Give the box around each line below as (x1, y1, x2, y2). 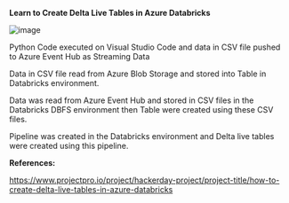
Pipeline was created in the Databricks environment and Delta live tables (9, 131, 275, 141)
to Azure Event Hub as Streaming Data (9, 51, 150, 61)
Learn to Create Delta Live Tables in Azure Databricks (9, 8, 211, 18)
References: (9, 158, 56, 168)
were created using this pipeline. (9, 141, 129, 151)
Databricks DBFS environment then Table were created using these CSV (9, 105, 274, 114)
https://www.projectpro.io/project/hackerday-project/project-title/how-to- (9, 175, 280, 185)
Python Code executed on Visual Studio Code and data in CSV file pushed (9, 42, 281, 52)
